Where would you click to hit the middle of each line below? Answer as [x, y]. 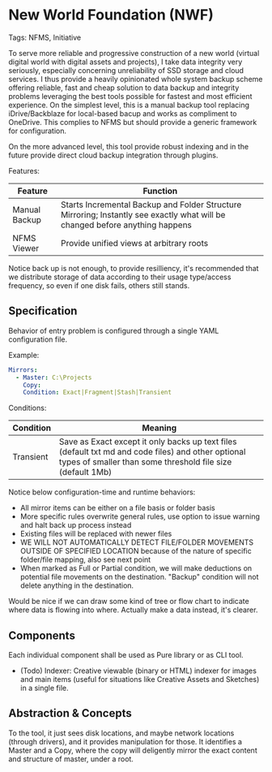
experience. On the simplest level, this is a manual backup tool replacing [129, 105]
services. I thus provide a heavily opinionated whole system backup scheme [136, 79]
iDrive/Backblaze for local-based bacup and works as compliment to [123, 113]
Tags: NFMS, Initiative [45, 37]
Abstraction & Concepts [70, 713]
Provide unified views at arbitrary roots [134, 243]
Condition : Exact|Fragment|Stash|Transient [98, 392]
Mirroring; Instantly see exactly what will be [143, 214]
